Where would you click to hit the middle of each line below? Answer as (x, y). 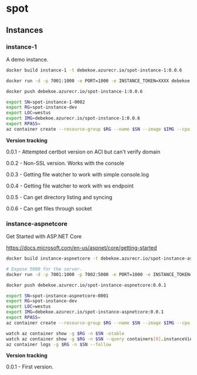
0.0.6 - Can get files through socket (49, 208)
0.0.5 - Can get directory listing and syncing (59, 197)
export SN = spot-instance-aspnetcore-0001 (57, 296)
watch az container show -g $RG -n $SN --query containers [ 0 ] (84, 339)
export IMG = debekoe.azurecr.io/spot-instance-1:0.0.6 (73, 118)
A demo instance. (27, 59)
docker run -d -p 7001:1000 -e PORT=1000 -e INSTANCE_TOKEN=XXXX (87, 81)
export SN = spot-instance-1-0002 (45, 102)
